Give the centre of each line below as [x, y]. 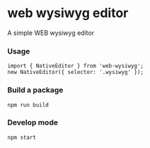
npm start [22, 137]
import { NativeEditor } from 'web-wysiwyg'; [75, 66]
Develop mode [33, 122]
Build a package [35, 90]
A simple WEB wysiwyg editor [51, 33]
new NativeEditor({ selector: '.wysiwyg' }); [75, 73]
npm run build [28, 105]
